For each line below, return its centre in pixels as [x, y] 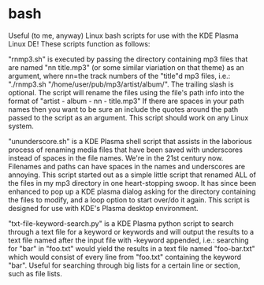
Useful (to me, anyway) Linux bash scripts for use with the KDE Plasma [123, 35]
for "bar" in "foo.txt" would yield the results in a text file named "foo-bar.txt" [132, 248]
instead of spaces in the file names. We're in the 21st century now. [116, 157]
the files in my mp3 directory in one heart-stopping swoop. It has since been [132, 183]
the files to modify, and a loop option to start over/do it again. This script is [129, 200]
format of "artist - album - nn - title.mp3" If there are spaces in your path [126, 101]
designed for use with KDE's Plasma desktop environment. [103, 208]
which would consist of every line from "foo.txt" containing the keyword [125, 257]
